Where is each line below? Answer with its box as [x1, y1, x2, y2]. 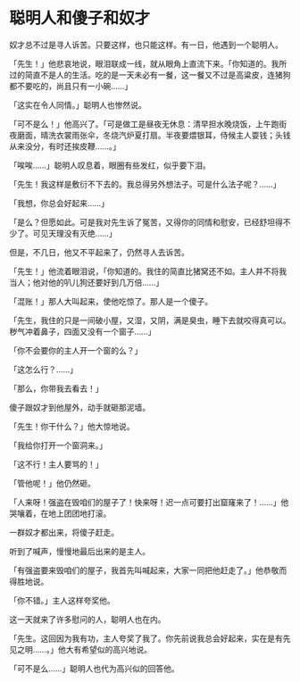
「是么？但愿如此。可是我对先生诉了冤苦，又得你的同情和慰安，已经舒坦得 [9, 216, 283, 228]
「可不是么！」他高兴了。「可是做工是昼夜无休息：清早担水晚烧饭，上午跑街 [9, 118, 287, 129]
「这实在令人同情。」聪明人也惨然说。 [9, 99, 146, 110]
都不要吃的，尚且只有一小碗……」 [9, 80, 133, 91]
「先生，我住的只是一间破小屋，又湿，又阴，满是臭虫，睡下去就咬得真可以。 [9, 314, 291, 326]
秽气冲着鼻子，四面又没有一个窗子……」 [9, 326, 156, 337]
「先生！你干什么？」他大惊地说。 [9, 420, 135, 431]
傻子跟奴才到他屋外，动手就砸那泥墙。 [9, 402, 150, 412]
